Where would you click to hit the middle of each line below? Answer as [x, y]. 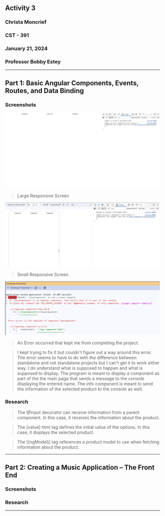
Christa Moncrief [26, 22]
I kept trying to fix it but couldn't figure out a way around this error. [84, 353]
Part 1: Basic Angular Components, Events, [72, 83]
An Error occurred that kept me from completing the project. [78, 343]
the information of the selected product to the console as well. [80, 389]
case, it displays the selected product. [56, 432]
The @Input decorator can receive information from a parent [78, 413]
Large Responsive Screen [43, 195]
